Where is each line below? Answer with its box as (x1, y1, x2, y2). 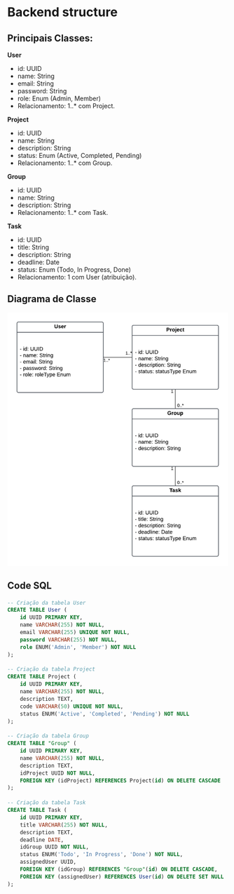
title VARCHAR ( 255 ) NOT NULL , (20, 821, 109, 829)
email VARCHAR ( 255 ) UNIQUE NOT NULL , (20, 629, 130, 636)
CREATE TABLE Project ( (7, 673, 77, 681)
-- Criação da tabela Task (7, 799, 86, 806)
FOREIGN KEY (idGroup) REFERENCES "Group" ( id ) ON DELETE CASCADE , (20, 866, 218, 873)
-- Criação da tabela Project (7, 666, 96, 673)
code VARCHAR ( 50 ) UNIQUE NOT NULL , (20, 703, 124, 710)
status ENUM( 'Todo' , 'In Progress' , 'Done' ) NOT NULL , (20, 851, 184, 858)
